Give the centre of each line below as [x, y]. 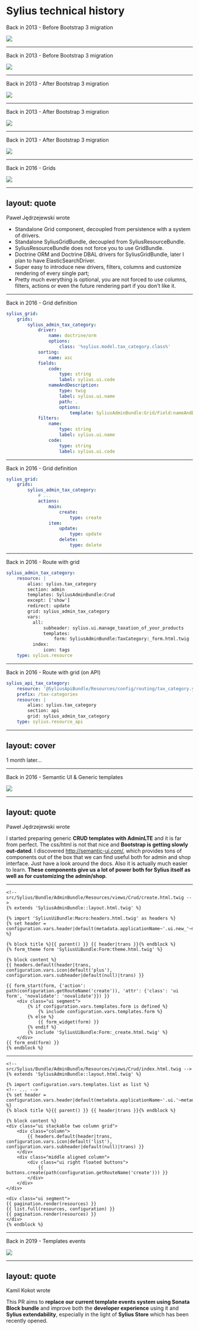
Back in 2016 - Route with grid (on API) [53, 672]
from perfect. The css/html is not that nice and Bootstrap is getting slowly [97, 844]
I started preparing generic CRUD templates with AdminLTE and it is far [94, 838]
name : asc [60, 358]
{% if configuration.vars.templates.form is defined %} [98, 1006]
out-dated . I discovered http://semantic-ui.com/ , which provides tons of [94, 851]
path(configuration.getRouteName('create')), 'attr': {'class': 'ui [92, 991]
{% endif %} [42, 1027]
